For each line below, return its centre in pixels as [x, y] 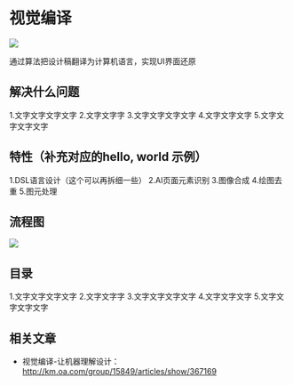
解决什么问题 [44, 92]
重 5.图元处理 [33, 191]
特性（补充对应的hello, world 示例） [108, 157]
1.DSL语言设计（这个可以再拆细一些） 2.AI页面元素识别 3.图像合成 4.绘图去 [146, 180]
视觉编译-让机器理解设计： [71, 361]
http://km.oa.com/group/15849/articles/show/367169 [119, 371]
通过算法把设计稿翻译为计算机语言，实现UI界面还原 [103, 61]
